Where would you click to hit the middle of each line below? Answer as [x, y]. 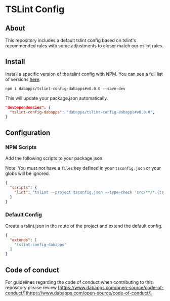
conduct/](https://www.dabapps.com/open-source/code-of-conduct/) [79, 293]
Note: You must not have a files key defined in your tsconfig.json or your [83, 168]
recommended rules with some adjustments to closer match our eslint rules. [84, 46]
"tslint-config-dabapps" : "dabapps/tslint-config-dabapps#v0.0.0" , [82, 112]
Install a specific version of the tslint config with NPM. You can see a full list [84, 74]
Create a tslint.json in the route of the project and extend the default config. [84, 226]
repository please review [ [32, 287]
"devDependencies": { [28, 107]
